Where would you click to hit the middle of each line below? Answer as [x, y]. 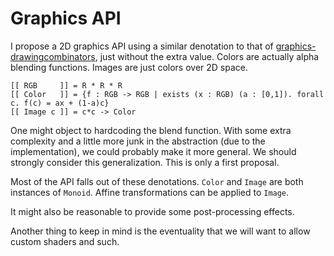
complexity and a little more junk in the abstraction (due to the [138, 141]
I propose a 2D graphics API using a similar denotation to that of [142, 46]
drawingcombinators [53, 56]
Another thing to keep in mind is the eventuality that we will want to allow [160, 231]
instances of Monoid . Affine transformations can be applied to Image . [150, 192]
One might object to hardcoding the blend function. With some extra [151, 130]
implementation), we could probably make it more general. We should [153, 151]
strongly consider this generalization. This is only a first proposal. [145, 162]
